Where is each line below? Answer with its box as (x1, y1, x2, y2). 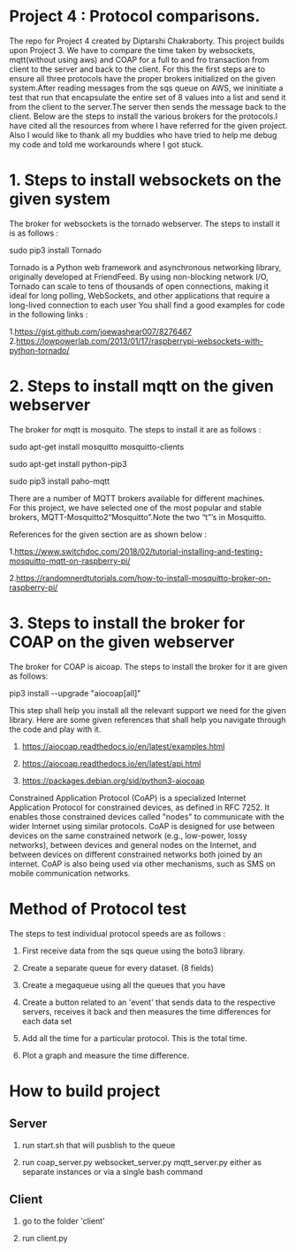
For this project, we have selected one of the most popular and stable (9, 502, 262, 513)
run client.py (21, 1233, 68, 1243)
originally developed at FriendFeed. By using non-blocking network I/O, (9, 271, 269, 282)
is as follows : (9, 228, 59, 238)
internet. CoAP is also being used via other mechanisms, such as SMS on (9, 858, 276, 869)
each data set (21, 1015, 72, 1026)
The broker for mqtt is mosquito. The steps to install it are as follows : (9, 424, 262, 435)
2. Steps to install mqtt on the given (9, 377, 274, 396)
